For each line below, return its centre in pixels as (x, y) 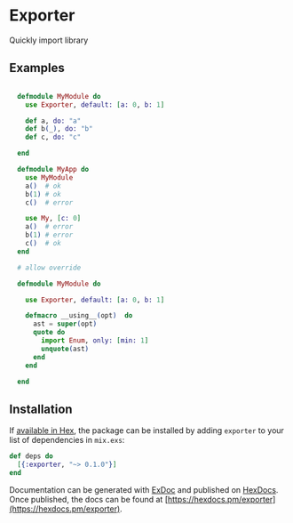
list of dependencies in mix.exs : (67, 440)
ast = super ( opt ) (65, 324)
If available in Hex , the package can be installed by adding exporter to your (146, 430)
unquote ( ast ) (65, 349)
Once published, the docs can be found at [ (89, 499)
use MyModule (49, 177)
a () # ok (44, 186)
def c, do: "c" (53, 137)
